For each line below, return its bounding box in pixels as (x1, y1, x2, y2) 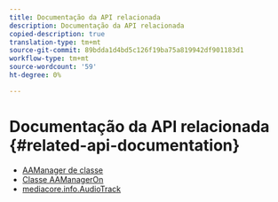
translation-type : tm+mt (9, 37, 101, 47)
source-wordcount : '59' (9, 63, 98, 72)
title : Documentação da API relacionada (9, 12, 162, 22)
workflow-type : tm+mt (9, 54, 90, 63)
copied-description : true (9, 29, 105, 38)
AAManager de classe (21, 165, 104, 175)
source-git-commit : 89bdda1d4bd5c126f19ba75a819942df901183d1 (9, 46, 244, 55)
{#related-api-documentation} (9, 135, 241, 155)
